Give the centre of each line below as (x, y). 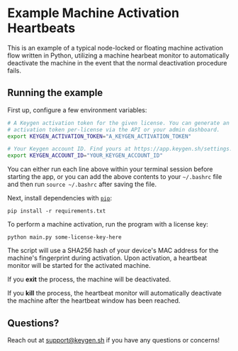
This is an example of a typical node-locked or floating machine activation (115, 48)
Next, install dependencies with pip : (59, 198)
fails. (15, 70)
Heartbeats (41, 28)
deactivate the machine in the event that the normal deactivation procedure (117, 63)
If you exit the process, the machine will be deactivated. (89, 279)
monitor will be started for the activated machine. (79, 266)
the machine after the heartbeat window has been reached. (94, 301)
